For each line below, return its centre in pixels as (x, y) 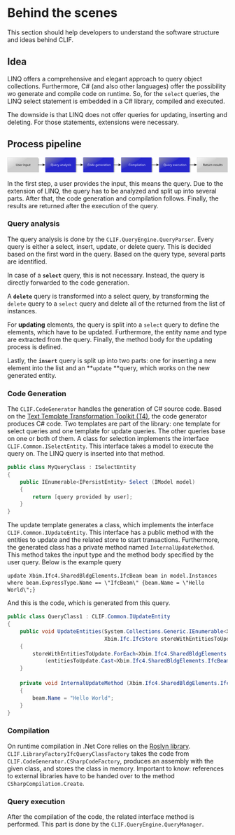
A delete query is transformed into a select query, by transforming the (108, 296)
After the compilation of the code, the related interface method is (101, 817)
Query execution (36, 801)
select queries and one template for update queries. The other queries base (116, 431)
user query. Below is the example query (64, 562)
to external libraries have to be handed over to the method (91, 775)
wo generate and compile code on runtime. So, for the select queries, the (113, 93)
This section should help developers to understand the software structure (113, 32)
